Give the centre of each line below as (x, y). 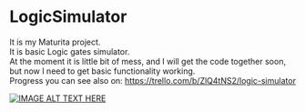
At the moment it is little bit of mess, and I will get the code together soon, (148, 61)
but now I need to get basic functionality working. (102, 71)
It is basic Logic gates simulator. (70, 51)
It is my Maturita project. (55, 42)
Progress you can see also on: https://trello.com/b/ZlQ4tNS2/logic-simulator (152, 80)
